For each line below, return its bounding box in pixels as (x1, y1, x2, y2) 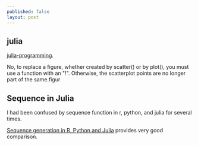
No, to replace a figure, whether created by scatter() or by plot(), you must (7, 64, 189, 71)
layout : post (7, 14, 39, 20)
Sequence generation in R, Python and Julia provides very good (7, 127, 164, 134)
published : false (7, 8, 50, 15)
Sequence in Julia (7, 93, 74, 103)
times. (7, 115, 22, 122)
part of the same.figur (7, 76, 61, 83)
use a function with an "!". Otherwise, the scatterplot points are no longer (7, 69, 186, 77)
